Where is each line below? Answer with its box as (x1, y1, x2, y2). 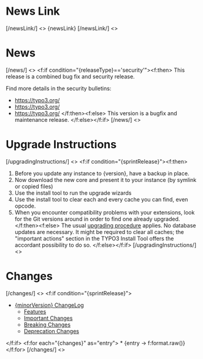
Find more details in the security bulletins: (6, 85, 112, 92)
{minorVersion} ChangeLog (14, 301, 84, 309)
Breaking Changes (23, 320, 71, 328)
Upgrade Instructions (6, 138, 117, 151)
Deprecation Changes (23, 327, 79, 334)
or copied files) (14, 183, 53, 190)
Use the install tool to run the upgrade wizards (14, 189, 132, 197)
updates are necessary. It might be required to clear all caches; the (14, 228, 185, 235)
